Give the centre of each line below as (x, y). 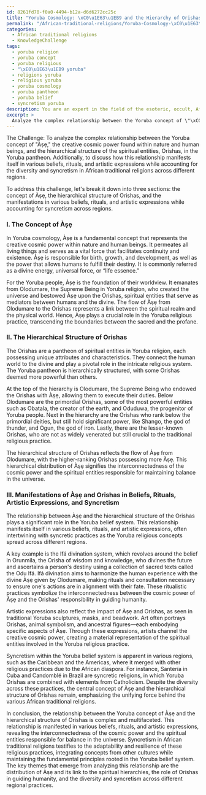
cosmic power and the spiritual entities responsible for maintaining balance (101, 472)
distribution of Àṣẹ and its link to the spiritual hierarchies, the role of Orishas (102, 772)
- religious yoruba (37, 80)
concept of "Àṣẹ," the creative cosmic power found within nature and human (103, 144)
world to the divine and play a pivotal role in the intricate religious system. (99, 363)
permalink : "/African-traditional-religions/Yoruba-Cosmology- (89, 23)
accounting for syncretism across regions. (60, 209)
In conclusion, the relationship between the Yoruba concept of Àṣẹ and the (101, 713)
